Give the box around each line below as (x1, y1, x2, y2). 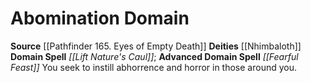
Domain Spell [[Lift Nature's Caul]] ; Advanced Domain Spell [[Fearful (10, 50, 299, 62)
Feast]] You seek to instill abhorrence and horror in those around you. (10, 61, 298, 73)
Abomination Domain (10, 7, 190, 30)
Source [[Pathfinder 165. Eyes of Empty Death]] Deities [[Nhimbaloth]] (10, 40, 302, 52)
